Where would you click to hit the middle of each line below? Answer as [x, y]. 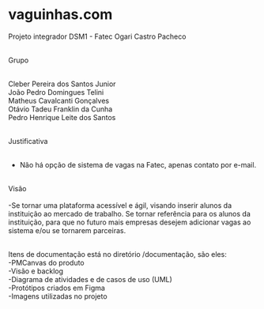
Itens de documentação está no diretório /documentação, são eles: [117, 254]
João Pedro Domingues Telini [56, 92]
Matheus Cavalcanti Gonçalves [58, 100]
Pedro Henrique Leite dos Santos [62, 117]
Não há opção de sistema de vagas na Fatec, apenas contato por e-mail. [138, 164]
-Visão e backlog [36, 271]
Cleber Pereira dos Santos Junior [62, 84]
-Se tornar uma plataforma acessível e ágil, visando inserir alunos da [120, 205]
